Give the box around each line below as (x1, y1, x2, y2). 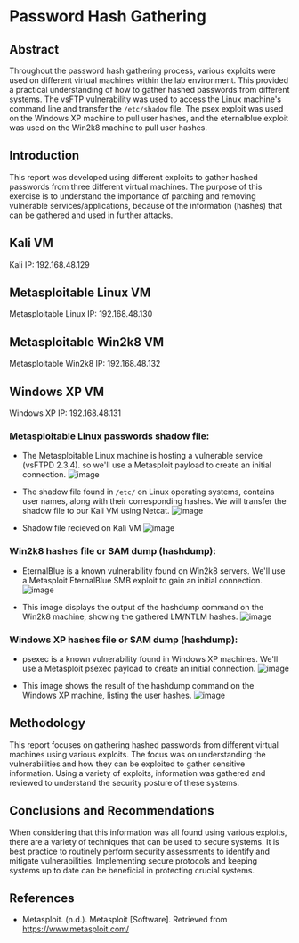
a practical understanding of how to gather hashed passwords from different (9, 85, 290, 95)
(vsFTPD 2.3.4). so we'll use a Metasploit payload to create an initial (21, 459, 271, 470)
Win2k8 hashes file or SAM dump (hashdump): (9, 545, 216, 558)
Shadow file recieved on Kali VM (21, 523, 141, 534)
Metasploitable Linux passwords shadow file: (9, 430, 210, 443)
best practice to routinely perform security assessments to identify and (9, 846, 270, 856)
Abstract (9, 42, 60, 57)
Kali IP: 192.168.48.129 (9, 259, 91, 269)
